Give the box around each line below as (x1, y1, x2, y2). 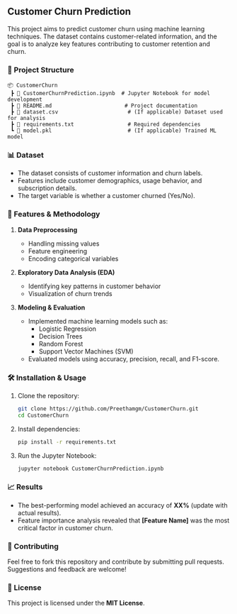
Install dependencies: (17, 424, 81, 433)
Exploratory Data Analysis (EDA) (17, 268, 115, 276)
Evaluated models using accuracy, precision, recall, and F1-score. (28, 354, 220, 363)
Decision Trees (38, 331, 83, 340)
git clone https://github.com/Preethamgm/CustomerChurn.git (17, 405, 199, 412)
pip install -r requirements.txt (17, 438, 117, 446)
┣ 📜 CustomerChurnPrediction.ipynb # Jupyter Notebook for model (10, 90, 211, 97)
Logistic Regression (38, 324, 97, 333)
